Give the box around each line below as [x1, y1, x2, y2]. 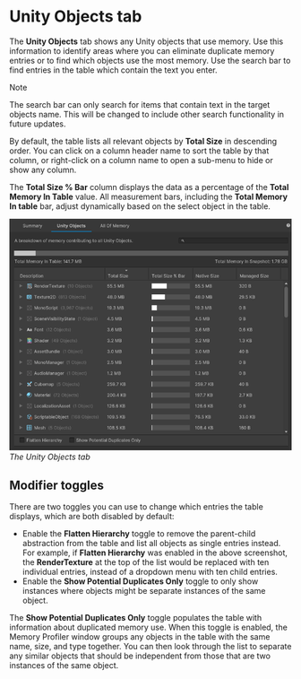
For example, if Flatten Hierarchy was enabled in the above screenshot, [21, 547, 288, 558]
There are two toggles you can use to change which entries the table [9, 501, 264, 512]
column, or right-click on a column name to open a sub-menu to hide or [9, 154, 273, 165]
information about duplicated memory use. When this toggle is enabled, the [9, 622, 288, 632]
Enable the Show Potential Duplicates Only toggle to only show [21, 576, 259, 587]
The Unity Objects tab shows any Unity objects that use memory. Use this [9, 36, 284, 47]
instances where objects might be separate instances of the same [21, 585, 266, 596]
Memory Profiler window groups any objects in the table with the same [9, 631, 271, 642]
